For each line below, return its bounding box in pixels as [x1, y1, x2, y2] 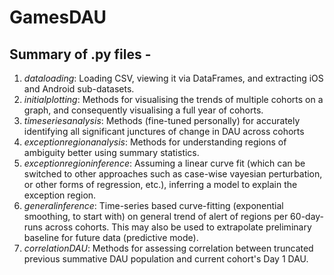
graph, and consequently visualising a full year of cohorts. [23, 104, 264, 116]
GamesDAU [9, 6, 107, 29]
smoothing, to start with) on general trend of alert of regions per [23, 211, 289, 222]
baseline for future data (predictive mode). [23, 232, 199, 243]
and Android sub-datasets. [23, 83, 135, 95]
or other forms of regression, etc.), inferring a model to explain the [23, 179, 298, 190]
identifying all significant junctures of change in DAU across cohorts [23, 126, 305, 137]
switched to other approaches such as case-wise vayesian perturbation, [23, 168, 323, 180]
